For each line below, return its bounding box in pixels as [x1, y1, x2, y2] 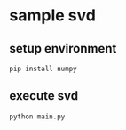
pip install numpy [9, 64, 77, 73]
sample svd [9, 5, 96, 26]
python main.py [9, 112, 66, 121]
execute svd [9, 88, 78, 103]
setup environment [9, 41, 117, 56]
